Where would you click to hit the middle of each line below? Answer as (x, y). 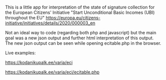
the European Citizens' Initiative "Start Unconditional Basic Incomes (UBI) (80, 12)
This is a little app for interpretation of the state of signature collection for (80, 7)
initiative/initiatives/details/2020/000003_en (50, 23)
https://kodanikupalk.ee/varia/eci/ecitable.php (52, 72)
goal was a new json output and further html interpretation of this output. (80, 38)
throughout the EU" (25, 18)
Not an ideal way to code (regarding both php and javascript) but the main (81, 33)
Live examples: (21, 53)
